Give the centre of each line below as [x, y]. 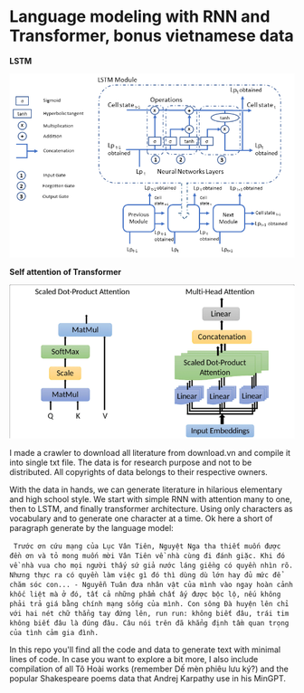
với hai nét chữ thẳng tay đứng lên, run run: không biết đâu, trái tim [149, 613]
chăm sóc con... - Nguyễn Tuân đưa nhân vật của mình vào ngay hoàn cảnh [152, 584]
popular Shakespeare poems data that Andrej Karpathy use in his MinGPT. [148, 678]
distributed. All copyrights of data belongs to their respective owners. [139, 471]
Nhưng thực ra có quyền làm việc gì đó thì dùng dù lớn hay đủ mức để [145, 575]
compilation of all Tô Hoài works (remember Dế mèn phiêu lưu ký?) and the [149, 669]
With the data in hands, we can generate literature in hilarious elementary [146, 489]
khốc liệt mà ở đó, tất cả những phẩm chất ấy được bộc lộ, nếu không [145, 594]
